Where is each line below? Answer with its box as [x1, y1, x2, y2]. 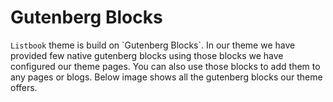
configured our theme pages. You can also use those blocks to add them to [10, 60, 321, 72]
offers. [10, 81, 38, 93]
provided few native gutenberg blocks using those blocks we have [10, 49, 284, 61]
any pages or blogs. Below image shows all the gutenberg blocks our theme [10, 71, 323, 83]
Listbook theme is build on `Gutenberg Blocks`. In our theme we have [10, 39, 296, 51]
